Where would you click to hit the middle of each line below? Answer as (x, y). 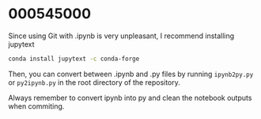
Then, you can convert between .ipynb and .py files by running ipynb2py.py (131, 74)
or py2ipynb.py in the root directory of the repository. (94, 82)
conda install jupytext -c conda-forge (74, 59)
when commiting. (36, 106)
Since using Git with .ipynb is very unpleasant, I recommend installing (121, 36)
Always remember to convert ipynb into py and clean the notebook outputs (130, 98)
